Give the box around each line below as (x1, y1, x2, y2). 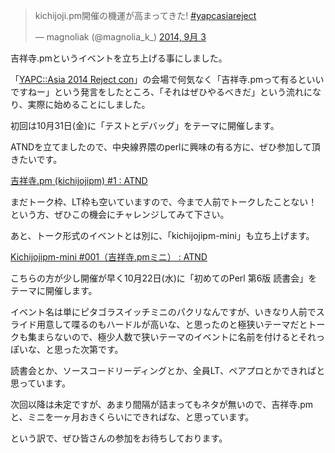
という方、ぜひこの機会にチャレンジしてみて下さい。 (10, 209, 230, 220)
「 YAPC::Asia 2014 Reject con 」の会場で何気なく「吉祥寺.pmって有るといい (10, 74, 325, 85)
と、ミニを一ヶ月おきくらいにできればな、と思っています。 (10, 411, 255, 423)
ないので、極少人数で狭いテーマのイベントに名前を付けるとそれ (53, 331, 317, 343)
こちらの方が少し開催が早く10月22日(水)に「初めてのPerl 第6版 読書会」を (10, 272, 318, 284)
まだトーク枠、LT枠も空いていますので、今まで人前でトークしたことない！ (10, 196, 318, 208)
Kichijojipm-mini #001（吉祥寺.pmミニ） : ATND (10, 251, 208, 263)
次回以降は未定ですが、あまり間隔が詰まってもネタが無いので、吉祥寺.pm (10, 399, 314, 410)
